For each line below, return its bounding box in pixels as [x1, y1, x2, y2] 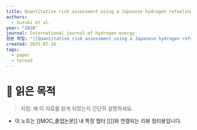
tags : [6, 47, 19, 53]
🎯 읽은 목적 [6, 84, 56, 98]
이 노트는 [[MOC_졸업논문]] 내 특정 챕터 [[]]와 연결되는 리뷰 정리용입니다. [14, 118, 182, 125]
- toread [11, 57, 33, 63]
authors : [6, 14, 28, 20]
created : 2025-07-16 [6, 42, 57, 47]
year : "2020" [6, 25, 38, 31]
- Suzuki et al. [11, 19, 51, 25]
